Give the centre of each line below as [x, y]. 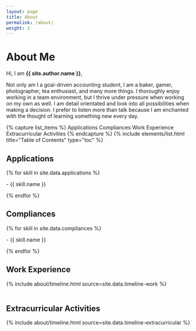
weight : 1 [18, 28]
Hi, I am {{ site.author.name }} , [44, 74]
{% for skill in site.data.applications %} [53, 173]
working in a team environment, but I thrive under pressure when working [95, 97]
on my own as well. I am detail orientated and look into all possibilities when [98, 104]
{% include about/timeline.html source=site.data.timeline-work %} [86, 284]
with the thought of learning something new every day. [72, 116]
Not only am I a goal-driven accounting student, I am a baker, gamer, [89, 85]
